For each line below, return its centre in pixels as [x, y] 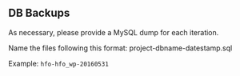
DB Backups [39, 13]
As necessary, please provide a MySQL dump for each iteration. [114, 32]
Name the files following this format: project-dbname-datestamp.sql [120, 48]
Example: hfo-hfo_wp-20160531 [59, 63]
